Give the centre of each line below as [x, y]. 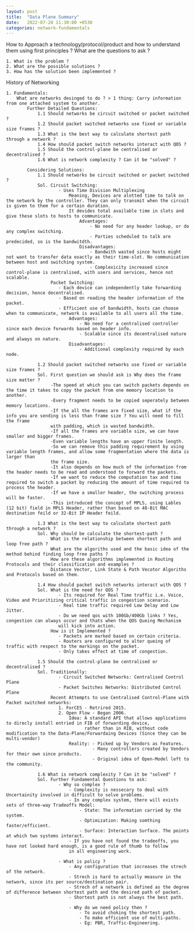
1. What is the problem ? [37, 61]
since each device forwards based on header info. [69, 329]
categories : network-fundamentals [48, 28]
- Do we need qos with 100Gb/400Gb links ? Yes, [119, 616]
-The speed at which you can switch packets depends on [120, 385]
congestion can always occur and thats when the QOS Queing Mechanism [94, 621]
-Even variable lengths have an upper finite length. [117, 442]
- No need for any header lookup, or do [140, 227]
